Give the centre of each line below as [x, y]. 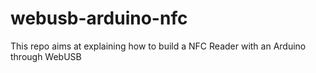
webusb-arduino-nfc [99, 18]
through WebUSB [46, 56]
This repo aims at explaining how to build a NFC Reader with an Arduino [158, 46]
